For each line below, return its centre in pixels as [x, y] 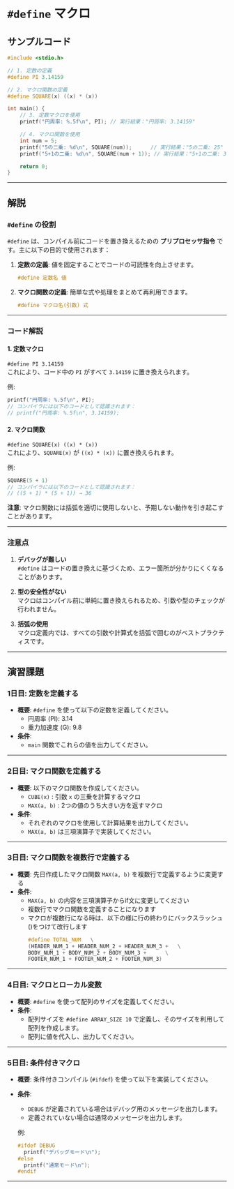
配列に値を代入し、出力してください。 [83, 1036]
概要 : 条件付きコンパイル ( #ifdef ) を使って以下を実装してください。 [115, 1079]
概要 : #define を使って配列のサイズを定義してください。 [97, 1001]
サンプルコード [39, 42]
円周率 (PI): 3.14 [50, 719]
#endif [27, 1172]
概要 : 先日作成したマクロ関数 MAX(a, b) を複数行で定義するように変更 [117, 874]
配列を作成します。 [55, 1027]
